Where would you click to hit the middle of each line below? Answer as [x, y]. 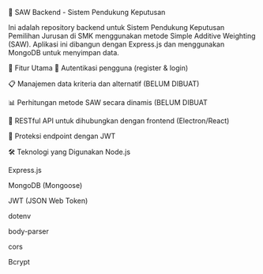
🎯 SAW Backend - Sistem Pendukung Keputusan [87, 12]
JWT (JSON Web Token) [48, 201]
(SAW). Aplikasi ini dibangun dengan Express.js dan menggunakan [116, 44]
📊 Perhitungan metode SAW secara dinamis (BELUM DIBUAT [108, 102]
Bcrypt [19, 262]
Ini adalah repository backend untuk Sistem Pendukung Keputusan [116, 27]
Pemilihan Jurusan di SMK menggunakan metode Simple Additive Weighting [132, 36]
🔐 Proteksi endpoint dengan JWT [62, 136]
